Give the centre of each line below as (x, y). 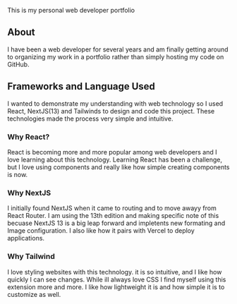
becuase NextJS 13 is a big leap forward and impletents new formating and (116, 223)
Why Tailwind (31, 257)
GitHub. (18, 64)
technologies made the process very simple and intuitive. (90, 118)
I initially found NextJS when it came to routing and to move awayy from (112, 208)
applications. (26, 238)
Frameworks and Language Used (81, 86)
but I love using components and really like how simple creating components (119, 167)
